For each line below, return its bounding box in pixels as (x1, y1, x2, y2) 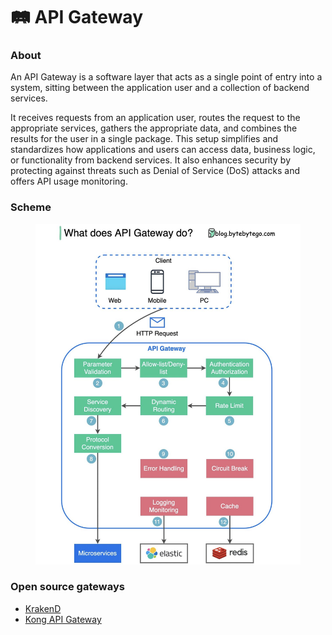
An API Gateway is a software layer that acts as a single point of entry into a (10, 71, 323, 83)
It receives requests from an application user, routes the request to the (10, 112, 301, 124)
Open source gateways (10, 580, 125, 594)
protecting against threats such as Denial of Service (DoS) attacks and (10, 165, 301, 177)
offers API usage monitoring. (10, 175, 128, 188)
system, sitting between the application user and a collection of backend (10, 82, 310, 94)
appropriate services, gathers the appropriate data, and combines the (10, 122, 298, 134)
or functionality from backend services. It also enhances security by (10, 154, 292, 166)
